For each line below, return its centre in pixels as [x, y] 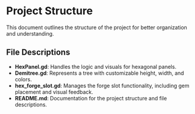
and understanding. [30, 33]
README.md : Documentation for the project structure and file [91, 98]
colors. [23, 79]
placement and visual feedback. [54, 92]
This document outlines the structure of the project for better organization [97, 27]
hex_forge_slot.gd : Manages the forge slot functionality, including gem [102, 85]
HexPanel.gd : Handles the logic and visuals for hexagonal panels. [95, 66]
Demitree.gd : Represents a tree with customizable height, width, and [99, 73]
